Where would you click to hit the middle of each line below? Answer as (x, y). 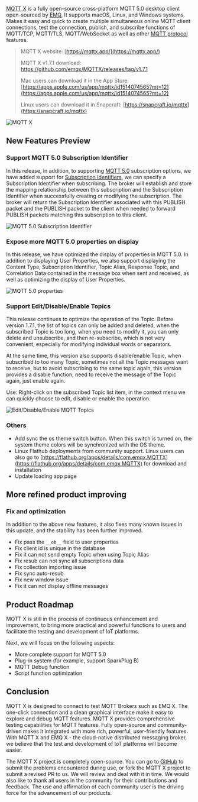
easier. (14, 750)
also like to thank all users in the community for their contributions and (92, 780)
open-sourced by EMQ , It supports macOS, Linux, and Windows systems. (95, 15)
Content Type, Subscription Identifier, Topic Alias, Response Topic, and (92, 267)
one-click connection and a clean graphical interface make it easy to (90, 712)
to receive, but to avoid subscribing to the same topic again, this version (94, 368)
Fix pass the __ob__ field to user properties (67, 542)
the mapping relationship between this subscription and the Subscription (95, 189)
